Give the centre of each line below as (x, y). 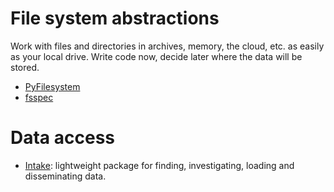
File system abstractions (115, 18)
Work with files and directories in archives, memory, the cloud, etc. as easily (167, 46)
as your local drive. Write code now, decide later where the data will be (156, 56)
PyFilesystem (52, 86)
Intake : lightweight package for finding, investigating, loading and (159, 165)
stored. (25, 67)
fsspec (39, 97)
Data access (63, 138)
